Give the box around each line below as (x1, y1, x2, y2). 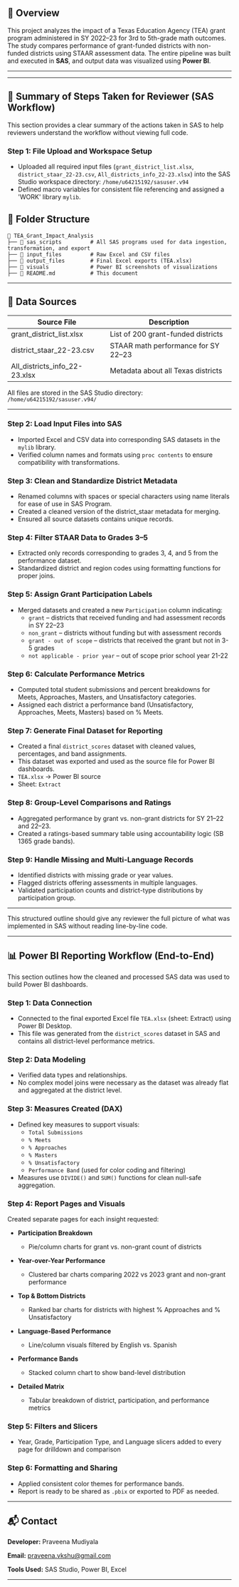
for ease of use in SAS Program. (17, 500, 112, 508)
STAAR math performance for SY (110, 341, 220, 351)
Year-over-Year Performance (17, 1256, 105, 1264)
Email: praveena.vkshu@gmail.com (7, 1551, 112, 1560)
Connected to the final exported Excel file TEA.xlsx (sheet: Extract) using (17, 1014, 231, 1023)
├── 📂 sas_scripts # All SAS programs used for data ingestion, (7, 238, 228, 246)
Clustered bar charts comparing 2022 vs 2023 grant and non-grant (28, 1270, 226, 1279)
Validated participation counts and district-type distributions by (17, 886, 203, 895)
